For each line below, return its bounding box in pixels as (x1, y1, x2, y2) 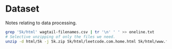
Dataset (5, 3, 39, 15)
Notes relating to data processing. (5, 20, 77, 26)
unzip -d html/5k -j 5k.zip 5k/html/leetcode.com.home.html (5, 39, 137, 44)
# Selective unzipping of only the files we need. (5, 34, 116, 39)
